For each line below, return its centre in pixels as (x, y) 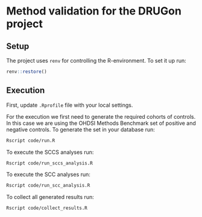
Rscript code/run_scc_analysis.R (48, 186)
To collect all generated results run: (50, 197)
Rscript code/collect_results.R (47, 208)
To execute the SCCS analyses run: (50, 152)
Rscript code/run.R (31, 140)
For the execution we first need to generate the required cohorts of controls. (101, 116)
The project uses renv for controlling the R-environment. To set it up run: (96, 61)
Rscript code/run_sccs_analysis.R (50, 163)
